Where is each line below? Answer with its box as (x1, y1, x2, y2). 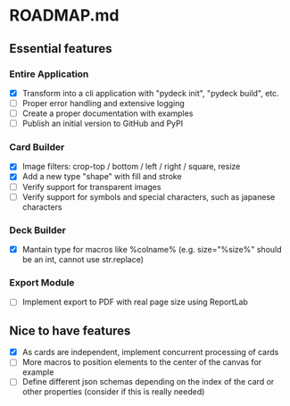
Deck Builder (9, 224, 67, 236)
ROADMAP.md (9, 5, 120, 26)
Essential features (9, 41, 112, 56)
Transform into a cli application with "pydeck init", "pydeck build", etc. (21, 87, 279, 98)
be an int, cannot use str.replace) (21, 254, 145, 265)
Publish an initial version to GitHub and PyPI (21, 118, 184, 129)
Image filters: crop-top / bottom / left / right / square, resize (21, 162, 241, 172)
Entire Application (9, 68, 89, 80)
